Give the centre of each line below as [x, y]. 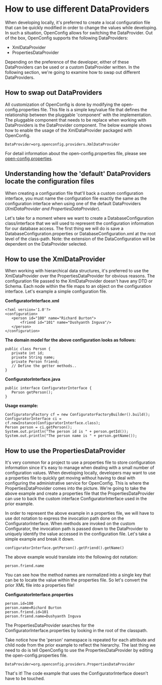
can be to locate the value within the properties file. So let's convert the [76, 580]
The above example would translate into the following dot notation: [71, 557]
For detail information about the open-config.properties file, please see [76, 153]
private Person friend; [35, 362]
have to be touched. [25, 679]
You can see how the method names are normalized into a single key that [78, 575]
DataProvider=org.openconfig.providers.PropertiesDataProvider [70, 665]
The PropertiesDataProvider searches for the [50, 625]
